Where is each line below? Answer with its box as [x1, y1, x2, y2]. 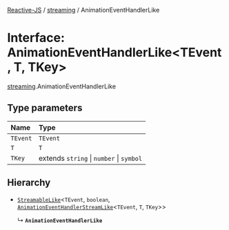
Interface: [7, 30, 66, 46]
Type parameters [7, 102, 83, 114]
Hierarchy [7, 177, 51, 189]
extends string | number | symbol [39, 153, 143, 163]
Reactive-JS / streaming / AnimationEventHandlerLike [7, 6, 160, 14]
